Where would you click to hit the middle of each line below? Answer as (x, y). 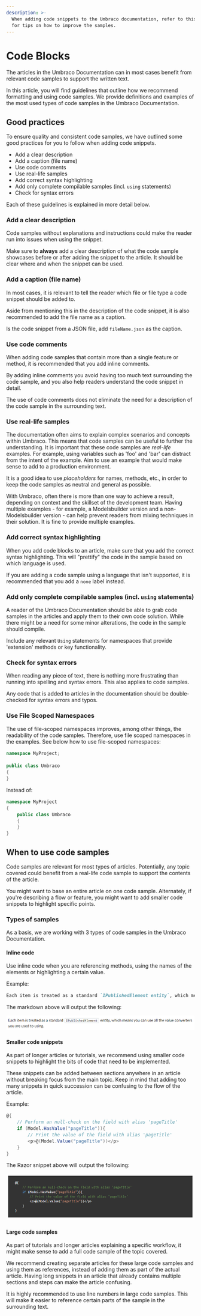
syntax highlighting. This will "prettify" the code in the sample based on (94, 557)
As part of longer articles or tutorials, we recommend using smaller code (96, 1055)
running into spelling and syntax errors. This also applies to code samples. (98, 682)
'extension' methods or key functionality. (56, 647)
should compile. (26, 629)
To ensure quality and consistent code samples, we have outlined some (94, 137)
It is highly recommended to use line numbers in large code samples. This (97, 1294)
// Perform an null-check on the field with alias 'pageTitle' (98, 1122)
